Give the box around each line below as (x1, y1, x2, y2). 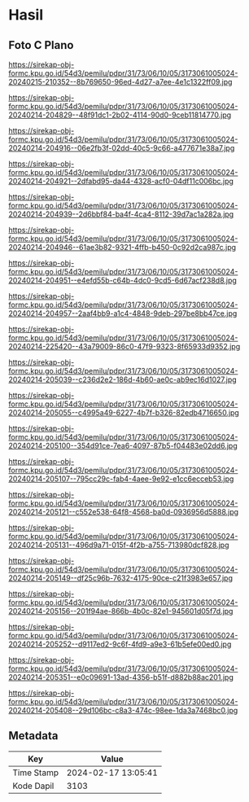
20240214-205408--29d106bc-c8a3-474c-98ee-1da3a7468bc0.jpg (8, 706, 238, 715)
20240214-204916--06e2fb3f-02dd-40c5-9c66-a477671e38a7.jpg (8, 143, 235, 152)
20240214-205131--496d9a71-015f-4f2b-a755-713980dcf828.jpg (8, 540, 229, 550)
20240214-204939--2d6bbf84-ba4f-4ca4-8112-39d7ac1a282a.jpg (8, 209, 234, 219)
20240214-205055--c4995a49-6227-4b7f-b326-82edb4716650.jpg (8, 408, 240, 417)
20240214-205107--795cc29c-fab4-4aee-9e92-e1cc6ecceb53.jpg (8, 474, 234, 484)
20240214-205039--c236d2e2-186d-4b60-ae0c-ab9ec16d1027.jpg (8, 375, 238, 384)
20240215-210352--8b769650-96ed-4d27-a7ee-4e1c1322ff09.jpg (8, 77, 233, 86)
